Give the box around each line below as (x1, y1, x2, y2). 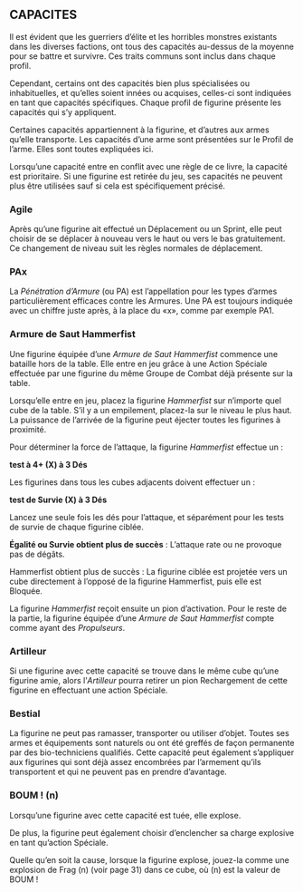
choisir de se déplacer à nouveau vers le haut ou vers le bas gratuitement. (9, 233, 286, 244)
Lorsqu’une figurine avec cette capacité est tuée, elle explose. (9, 810, 241, 820)
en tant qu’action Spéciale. (9, 837, 109, 848)
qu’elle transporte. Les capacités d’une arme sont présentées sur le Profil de (9, 133, 294, 144)
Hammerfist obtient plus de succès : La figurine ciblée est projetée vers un (9, 566, 288, 577)
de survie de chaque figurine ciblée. (9, 521, 145, 532)
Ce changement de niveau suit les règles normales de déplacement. (9, 243, 263, 254)
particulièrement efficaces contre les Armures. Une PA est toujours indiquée (9, 296, 293, 306)
